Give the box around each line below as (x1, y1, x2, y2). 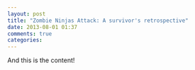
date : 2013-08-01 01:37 (7, 23, 78, 30)
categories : (7, 37, 43, 44)
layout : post (7, 10, 46, 18)
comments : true (7, 30, 52, 37)
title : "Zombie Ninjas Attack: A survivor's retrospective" (7, 17, 189, 24)
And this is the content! (7, 56, 75, 64)
